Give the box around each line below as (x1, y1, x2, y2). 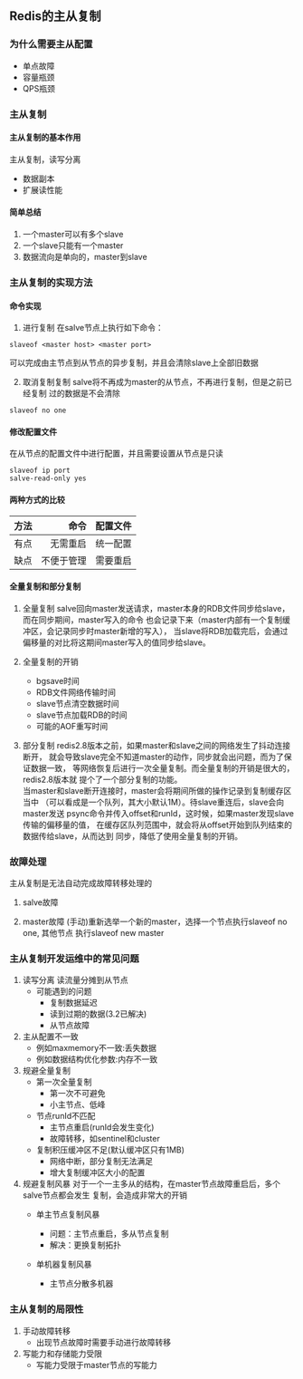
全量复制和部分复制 (9, 581, 81, 592)
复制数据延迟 (49, 998, 98, 1008)
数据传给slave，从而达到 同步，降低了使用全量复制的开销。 (22, 830, 242, 841)
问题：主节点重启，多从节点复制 (49, 1229, 169, 1239)
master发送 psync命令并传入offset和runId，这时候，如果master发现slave (22, 807, 294, 818)
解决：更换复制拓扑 (49, 1239, 122, 1250)
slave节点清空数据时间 (35, 698, 119, 709)
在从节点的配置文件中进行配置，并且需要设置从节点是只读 (9, 448, 223, 459)
